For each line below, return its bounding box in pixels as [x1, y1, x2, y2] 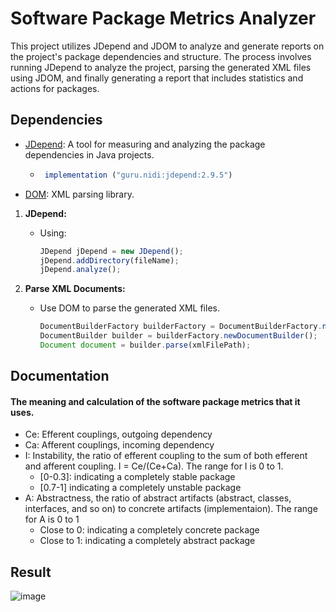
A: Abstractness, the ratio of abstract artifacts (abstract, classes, [24, 492, 292, 504]
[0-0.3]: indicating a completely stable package [39, 471, 236, 483]
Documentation [10, 368, 110, 385]
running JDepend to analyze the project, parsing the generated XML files [10, 61, 312, 73]
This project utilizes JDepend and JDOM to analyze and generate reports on [10, 40, 325, 52]
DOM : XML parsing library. [24, 188, 135, 200]
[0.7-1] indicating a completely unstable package [39, 482, 242, 494]
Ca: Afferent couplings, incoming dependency [24, 439, 215, 451]
